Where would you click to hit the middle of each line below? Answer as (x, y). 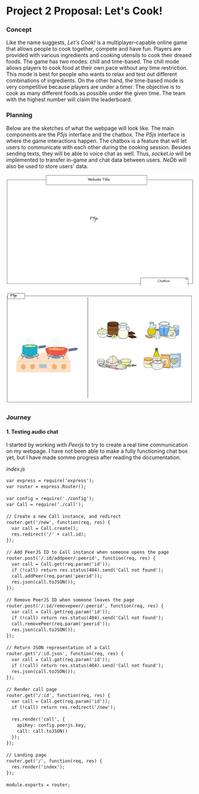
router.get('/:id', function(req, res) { (58, 696)
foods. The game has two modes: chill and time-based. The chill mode (93, 61)
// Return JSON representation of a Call (58, 648)
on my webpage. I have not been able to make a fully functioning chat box (97, 451)
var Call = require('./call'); (45, 505)
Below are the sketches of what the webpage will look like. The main (90, 128)
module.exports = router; (38, 785)
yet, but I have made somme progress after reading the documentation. (94, 458)
